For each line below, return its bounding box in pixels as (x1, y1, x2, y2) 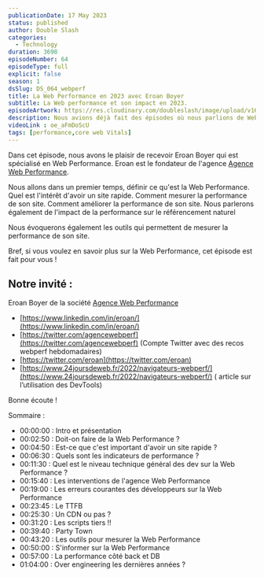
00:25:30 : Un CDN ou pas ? (19, 509, 112, 520)
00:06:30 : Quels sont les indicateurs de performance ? (19, 451, 200, 460)
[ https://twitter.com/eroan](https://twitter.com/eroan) (19, 355, 192, 364)
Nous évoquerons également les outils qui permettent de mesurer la (8, 222, 229, 232)
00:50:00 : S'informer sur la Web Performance (19, 543, 170, 553)
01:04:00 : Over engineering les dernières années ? (19, 560, 186, 569)
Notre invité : (8, 277, 73, 291)
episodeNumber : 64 (8, 56, 68, 64)
